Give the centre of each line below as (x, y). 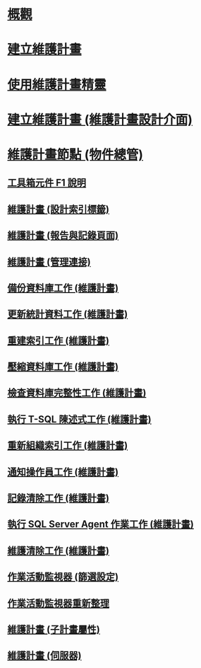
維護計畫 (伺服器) (44, 656)
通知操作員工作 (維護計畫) (63, 472)
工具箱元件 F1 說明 (47, 183)
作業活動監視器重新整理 (58, 603)
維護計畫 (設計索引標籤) (58, 209)
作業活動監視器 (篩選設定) (63, 577)
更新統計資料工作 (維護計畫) (68, 315)
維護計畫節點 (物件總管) (75, 155)
